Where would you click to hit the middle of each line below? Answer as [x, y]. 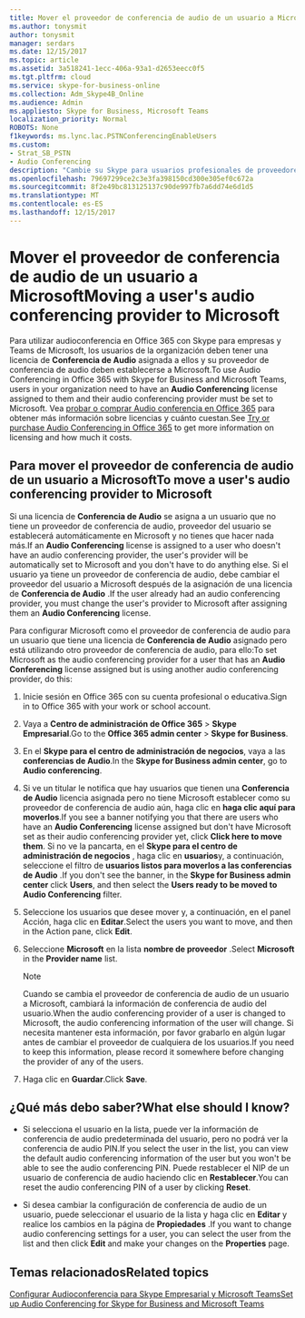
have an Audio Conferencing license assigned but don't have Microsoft [157, 826]
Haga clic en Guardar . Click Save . [85, 1079]
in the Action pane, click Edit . [78, 931]
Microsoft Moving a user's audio [132, 296]
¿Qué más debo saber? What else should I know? [150, 1107]
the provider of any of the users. [83, 1061]
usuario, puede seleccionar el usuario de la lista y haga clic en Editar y [155, 1214]
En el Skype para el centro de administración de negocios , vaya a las [154, 750]
